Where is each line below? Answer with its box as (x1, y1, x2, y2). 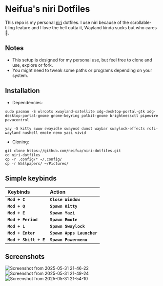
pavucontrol (5, 117, 29, 122)
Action (49, 189, 66, 195)
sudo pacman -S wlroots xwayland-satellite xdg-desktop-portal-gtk (5, 109, 145, 114)
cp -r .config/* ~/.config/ (5, 157, 62, 162)
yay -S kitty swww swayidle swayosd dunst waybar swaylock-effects (5, 126, 145, 131)
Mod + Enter (7, 230, 36, 236)
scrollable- (130, 19, 152, 25)
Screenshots (5, 252, 45, 261)
